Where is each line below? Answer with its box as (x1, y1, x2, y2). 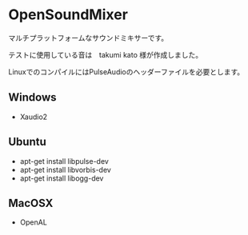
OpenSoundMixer (8, 6, 128, 24)
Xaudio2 (19, 112, 48, 121)
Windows (8, 90, 57, 105)
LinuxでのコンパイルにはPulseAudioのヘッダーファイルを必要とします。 (8, 66, 245, 77)
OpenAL (19, 217, 48, 227)
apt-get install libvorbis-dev (19, 165, 112, 174)
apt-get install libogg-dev (19, 173, 104, 183)
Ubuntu (8, 135, 46, 149)
